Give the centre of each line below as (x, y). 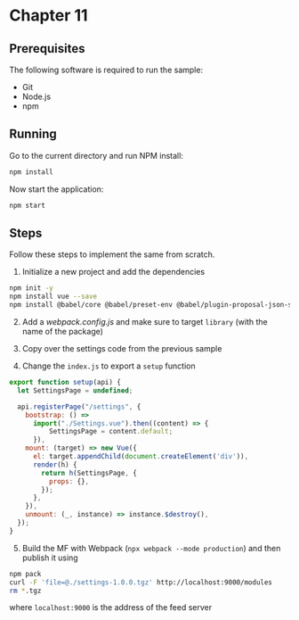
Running (33, 134)
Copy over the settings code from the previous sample (122, 348)
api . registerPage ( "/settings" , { (79, 407)
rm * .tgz (25, 591)
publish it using (50, 558)
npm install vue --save (53, 297)
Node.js (36, 96)
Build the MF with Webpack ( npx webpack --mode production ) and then (151, 548)
